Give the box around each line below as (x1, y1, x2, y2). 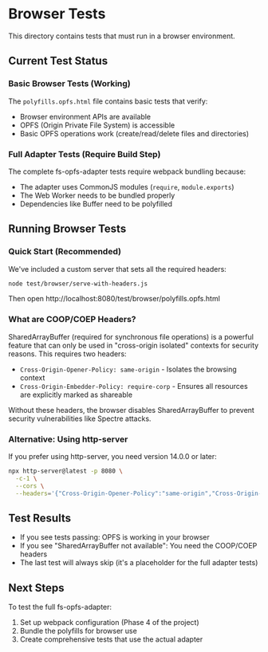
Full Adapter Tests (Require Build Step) (8, 148, 161, 159)
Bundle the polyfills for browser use (19, 626, 137, 636)
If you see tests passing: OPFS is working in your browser (19, 532, 210, 542)
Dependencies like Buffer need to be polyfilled (19, 198, 173, 208)
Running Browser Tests (8, 222, 127, 236)
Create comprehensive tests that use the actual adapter (19, 634, 203, 644)
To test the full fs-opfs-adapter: (8, 603, 112, 612)
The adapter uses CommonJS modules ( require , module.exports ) (19, 182, 235, 191)
